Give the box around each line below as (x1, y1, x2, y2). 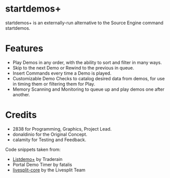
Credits (5, 109, 37, 121)
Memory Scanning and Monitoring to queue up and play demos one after (12, 86, 164, 92)
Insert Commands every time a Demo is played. (12, 70, 112, 76)
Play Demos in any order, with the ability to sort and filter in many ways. (12, 59, 162, 66)
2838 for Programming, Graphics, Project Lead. (12, 126, 112, 132)
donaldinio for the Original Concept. (12, 131, 88, 137)
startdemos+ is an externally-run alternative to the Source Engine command (5, 20, 163, 26)
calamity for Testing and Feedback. (12, 137, 87, 143)
